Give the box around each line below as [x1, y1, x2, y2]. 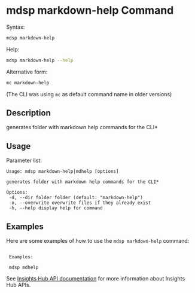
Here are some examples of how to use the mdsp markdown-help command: [6, 237, 190, 244]
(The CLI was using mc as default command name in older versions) [6, 90, 172, 97]
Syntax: [6, 23, 25, 30]
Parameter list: [6, 157, 42, 164]
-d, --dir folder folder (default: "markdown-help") [8, 195, 144, 201]
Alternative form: [6, 68, 48, 75]
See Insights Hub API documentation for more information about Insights [6, 275, 185, 282]
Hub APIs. [6, 282, 31, 288]
